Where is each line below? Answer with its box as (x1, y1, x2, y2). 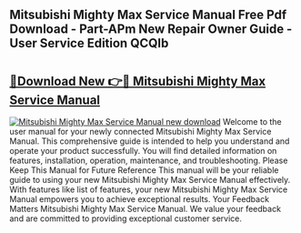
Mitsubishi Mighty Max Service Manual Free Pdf (9, 7, 287, 23)
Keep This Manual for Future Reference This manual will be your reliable (9, 165, 279, 176)
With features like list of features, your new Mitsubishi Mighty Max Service (9, 184, 288, 195)
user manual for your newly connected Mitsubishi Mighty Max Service (9, 127, 272, 137)
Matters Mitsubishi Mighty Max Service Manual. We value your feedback (9, 204, 282, 214)
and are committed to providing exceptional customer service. (9, 213, 243, 224)
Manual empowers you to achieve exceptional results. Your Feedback (9, 194, 270, 204)
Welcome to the (222, 116, 282, 127)
